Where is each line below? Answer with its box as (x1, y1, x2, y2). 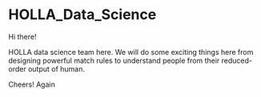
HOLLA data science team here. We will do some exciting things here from (8, 47, 254, 56)
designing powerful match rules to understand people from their (8, 56, 220, 65)
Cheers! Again (8, 80, 56, 89)
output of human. (27, 64, 86, 73)
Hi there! (8, 32, 37, 41)
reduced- (221, 56, 252, 65)
